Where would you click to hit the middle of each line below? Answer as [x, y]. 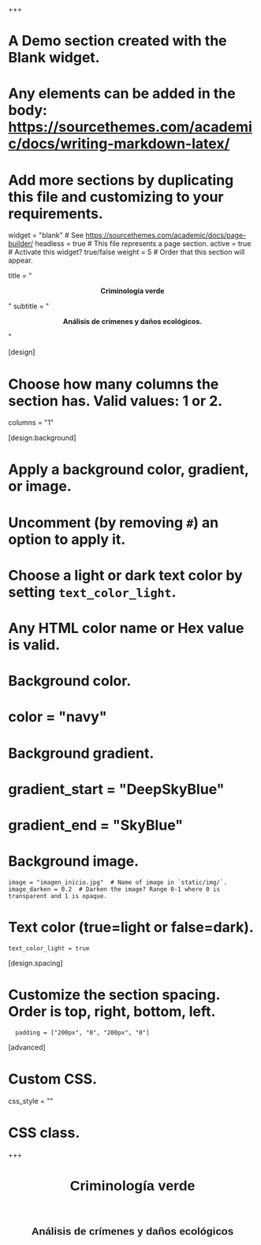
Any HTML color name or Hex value [126, 628]
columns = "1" [31, 423]
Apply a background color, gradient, [129, 470]
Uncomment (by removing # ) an [114, 522]
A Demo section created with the [117, 41]
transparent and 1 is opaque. [58, 896]
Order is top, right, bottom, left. [112, 1012]
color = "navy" [58, 717]
